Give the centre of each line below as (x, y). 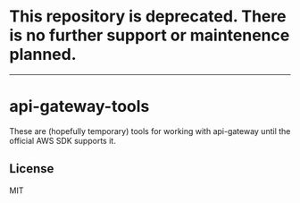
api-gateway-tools (79, 107)
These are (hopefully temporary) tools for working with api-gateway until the (150, 131)
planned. (43, 55)
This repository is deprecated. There (148, 17)
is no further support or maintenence (150, 35)
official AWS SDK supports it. (62, 140)
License (32, 169)
